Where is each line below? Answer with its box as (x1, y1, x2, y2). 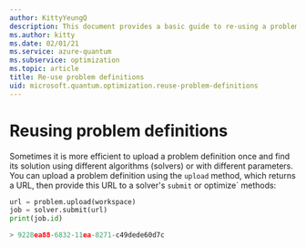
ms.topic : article (9, 65, 79, 74)
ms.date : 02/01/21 (9, 38, 79, 48)
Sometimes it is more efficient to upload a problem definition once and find (9, 150, 291, 161)
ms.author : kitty (9, 30, 76, 39)
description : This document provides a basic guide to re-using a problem (9, 22, 300, 31)
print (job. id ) (9, 214, 64, 223)
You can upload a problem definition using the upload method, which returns (9, 170, 296, 180)
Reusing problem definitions (9, 120, 229, 141)
